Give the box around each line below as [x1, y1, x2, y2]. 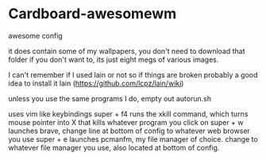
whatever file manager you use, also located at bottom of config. [8, 143, 220, 152]
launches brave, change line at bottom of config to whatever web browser [8, 126, 250, 135]
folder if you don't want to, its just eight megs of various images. [8, 55, 219, 64]
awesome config [8, 31, 64, 40]
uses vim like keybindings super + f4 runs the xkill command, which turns [8, 109, 249, 119]
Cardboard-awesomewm [8, 5, 177, 23]
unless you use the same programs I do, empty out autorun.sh [8, 93, 212, 103]
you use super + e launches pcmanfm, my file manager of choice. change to [8, 134, 258, 143]
